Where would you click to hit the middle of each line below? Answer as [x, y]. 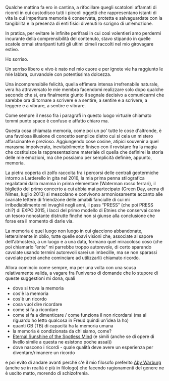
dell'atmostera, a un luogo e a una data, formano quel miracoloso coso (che [84, 242]
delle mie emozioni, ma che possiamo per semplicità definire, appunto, [79, 157]
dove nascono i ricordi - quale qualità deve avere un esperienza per [83, 347]
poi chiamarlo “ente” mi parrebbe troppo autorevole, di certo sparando [78, 247]
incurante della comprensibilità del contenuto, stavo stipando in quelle [78, 38]
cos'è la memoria [31, 293]
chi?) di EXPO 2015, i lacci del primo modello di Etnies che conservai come [83, 210]
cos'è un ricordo [30, 299]
